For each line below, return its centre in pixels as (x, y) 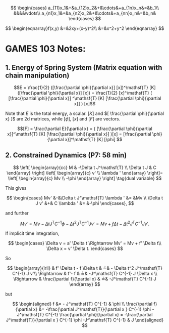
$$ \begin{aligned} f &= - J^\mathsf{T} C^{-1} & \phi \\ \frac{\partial (82, 304)
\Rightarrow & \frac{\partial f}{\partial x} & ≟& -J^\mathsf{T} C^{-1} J (85, 279)
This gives (16, 188)
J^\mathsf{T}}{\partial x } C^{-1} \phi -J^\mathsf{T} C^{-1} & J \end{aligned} (85, 320)
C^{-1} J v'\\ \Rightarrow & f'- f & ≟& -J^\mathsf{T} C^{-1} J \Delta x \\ (85, 274)
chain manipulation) (37, 75)
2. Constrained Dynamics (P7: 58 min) (66, 155)
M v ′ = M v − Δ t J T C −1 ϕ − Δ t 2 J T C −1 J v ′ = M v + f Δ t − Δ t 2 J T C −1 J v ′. (85, 223)
